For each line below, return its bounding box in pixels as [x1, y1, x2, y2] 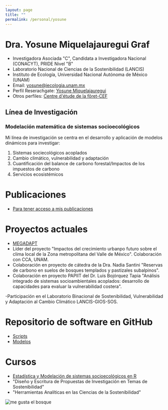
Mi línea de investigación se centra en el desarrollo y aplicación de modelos [5, 135, 163, 140]
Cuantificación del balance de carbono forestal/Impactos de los [12, 161, 145, 166]
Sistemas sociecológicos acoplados [12, 150, 87, 156]
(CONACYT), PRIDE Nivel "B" [12, 61, 74, 67]
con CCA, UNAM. [12, 256, 49, 263]
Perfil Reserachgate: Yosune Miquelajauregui [12, 88, 106, 94]
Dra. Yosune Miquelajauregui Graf [5, 39, 150, 50]
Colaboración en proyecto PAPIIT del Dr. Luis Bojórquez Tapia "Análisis [12, 272, 160, 279]
